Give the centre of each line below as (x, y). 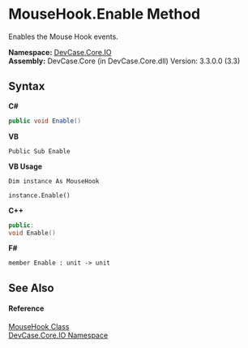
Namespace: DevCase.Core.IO (60, 52)
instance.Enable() (39, 195)
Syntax (27, 86)
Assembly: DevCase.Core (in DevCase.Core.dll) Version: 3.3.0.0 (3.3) (124, 61)
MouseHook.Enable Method (105, 14)
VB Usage (26, 166)
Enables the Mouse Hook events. (64, 37)
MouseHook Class (39, 326)
